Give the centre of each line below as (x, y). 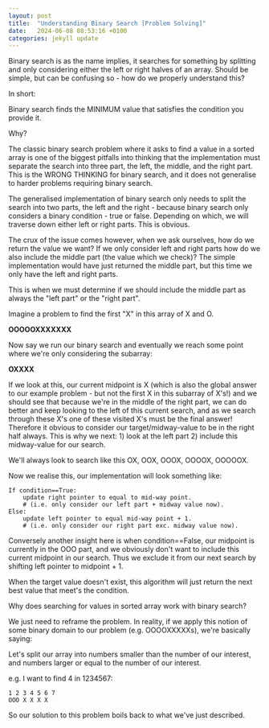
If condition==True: (43, 491)
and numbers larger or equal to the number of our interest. (105, 663)
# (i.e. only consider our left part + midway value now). (124, 505)
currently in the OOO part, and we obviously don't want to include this (124, 549)
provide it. (25, 118)
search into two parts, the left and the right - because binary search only (128, 208)
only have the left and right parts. (63, 274)
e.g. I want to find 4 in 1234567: (61, 679)
